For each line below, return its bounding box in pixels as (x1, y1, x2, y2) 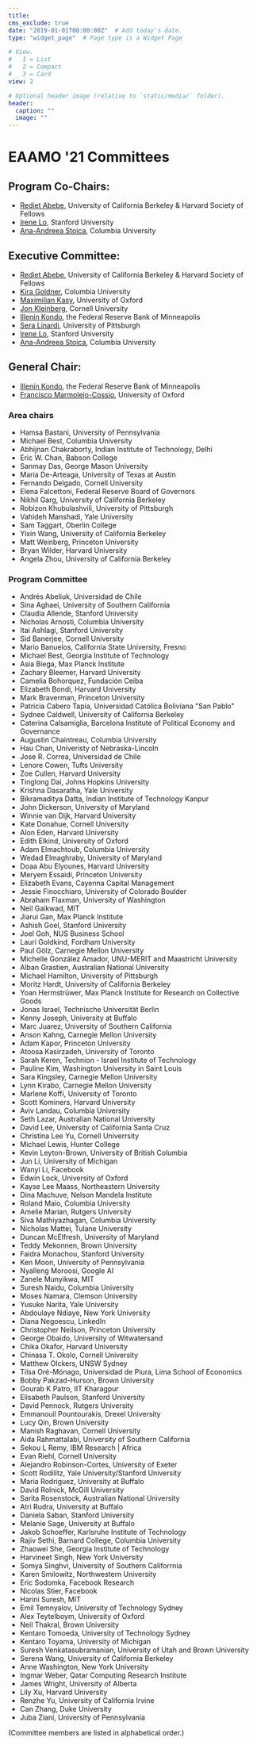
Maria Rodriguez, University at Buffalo (19, 1477, 144, 1486)
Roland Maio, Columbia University (19, 1198, 131, 1208)
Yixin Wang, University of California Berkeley (19, 529, 167, 539)
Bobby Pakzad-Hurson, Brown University (19, 1375, 155, 1385)
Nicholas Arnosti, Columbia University (19, 617, 144, 627)
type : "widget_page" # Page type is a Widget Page (8, 33, 182, 42)
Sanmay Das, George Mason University (19, 462, 148, 471)
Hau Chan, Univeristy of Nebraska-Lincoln (19, 743, 159, 754)
